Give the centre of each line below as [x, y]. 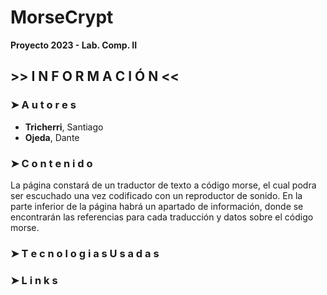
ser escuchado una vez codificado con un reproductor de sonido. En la [156, 195]
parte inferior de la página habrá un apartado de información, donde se [157, 206]
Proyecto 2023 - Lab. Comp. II [74, 45]
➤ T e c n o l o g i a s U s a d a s [85, 253]
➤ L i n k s [34, 280]
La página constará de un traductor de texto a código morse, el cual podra [163, 185]
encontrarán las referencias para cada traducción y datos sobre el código [162, 217]
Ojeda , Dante [52, 137]
